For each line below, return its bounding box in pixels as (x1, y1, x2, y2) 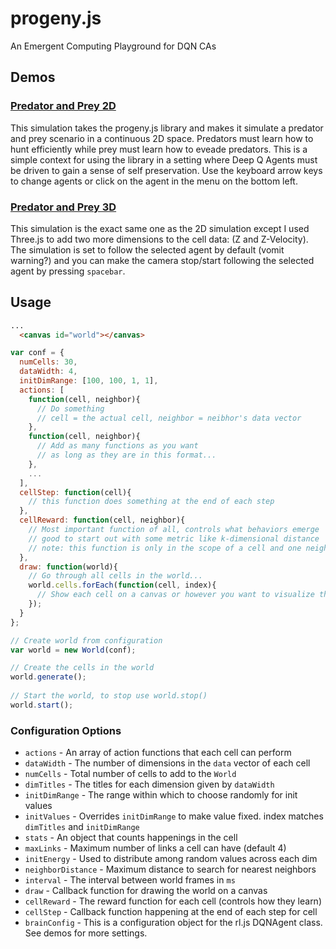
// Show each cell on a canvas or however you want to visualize (36, 590, 315, 600)
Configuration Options (10, 723, 122, 737)
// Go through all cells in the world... (28, 571, 203, 581)
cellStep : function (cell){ (19, 487, 132, 497)
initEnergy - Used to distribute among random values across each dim (24, 853, 318, 865)
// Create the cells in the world (10, 663, 155, 673)
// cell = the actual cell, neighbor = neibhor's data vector (36, 413, 302, 423)
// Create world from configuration (10, 635, 163, 646)
